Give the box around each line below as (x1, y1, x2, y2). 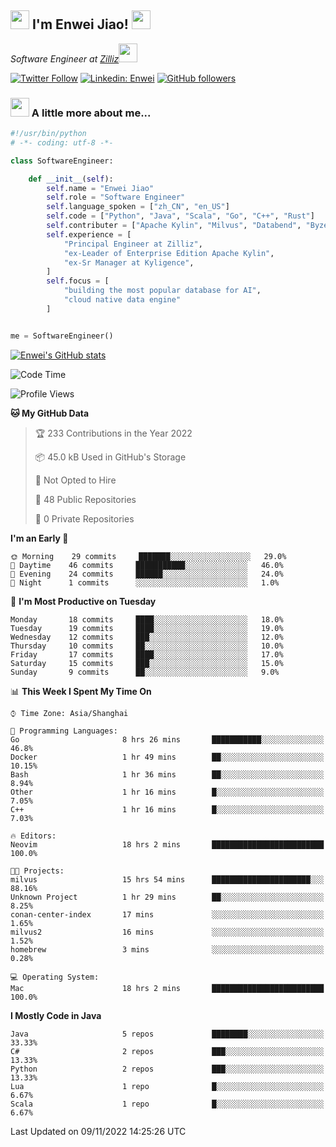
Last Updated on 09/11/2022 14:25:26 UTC (10, 1125, 187, 1137)
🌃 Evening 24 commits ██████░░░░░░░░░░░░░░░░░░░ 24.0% (10, 569, 284, 579)
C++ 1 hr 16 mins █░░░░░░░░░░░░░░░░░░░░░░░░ (10, 804, 325, 815)
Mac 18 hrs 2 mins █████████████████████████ (10, 983, 325, 993)
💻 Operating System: (10, 972, 100, 982)
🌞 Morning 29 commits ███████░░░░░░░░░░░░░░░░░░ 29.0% (10, 551, 287, 561)
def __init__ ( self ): (28, 174, 114, 184)
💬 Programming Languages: (10, 726, 118, 736)
